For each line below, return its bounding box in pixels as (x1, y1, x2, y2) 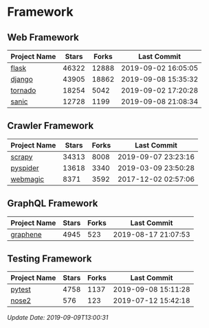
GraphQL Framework (7, 198, 98, 209)
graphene (10, 229, 43, 239)
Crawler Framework (7, 120, 94, 132)
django (10, 75, 33, 84)
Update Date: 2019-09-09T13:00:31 (7, 314, 109, 322)
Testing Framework (7, 253, 92, 265)
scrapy (10, 152, 33, 161)
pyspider (10, 163, 39, 172)
